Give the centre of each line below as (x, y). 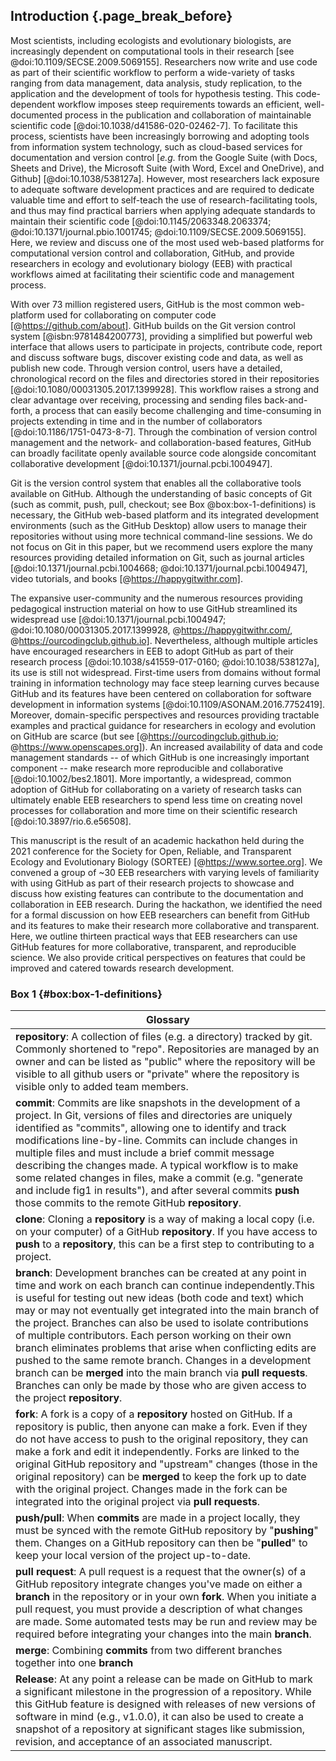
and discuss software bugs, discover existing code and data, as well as (157, 357)
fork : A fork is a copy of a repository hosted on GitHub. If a (154, 1414)
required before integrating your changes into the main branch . (163, 1634)
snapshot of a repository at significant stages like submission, (160, 1729)
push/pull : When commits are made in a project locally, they (158, 1518)
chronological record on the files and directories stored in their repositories (165, 378)
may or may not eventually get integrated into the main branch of (167, 1311)
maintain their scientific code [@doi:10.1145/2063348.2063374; (141, 221)
